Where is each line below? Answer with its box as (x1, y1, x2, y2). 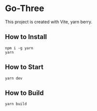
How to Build (5, 89, 44, 97)
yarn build (5, 102, 27, 107)
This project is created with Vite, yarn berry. (5, 19, 93, 25)
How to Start (5, 63, 43, 71)
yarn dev (5, 76, 23, 81)
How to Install (5, 33, 47, 41)
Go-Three (5, 3, 44, 14)
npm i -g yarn (5, 45, 34, 51)
